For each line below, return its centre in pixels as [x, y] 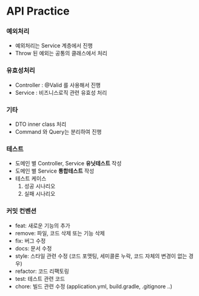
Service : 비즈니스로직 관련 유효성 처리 [61, 92]
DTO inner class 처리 [41, 124]
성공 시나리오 [40, 186]
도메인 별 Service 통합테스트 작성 [55, 171]
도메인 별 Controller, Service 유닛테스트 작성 [68, 163]
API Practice [38, 11]
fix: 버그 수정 [30, 241]
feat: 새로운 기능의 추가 [43, 225]
